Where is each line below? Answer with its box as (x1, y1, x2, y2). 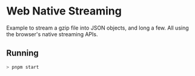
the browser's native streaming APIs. (6, 30, 98, 37)
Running (6, 48, 39, 59)
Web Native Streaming (6, 4, 122, 18)
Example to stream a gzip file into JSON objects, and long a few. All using (6, 24, 189, 31)
